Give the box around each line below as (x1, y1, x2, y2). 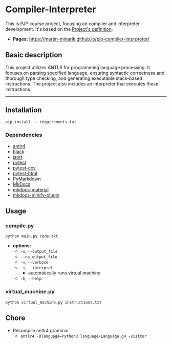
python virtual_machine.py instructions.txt (5, 299, 102, 305)
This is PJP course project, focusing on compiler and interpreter (5, 20, 140, 27)
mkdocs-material (12, 186, 49, 192)
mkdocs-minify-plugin (12, 192, 60, 198)
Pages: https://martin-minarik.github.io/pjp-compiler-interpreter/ (12, 36, 149, 42)
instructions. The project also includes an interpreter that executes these (5, 80, 159, 87)
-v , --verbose (20, 259, 49, 265)
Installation (5, 106, 42, 115)
